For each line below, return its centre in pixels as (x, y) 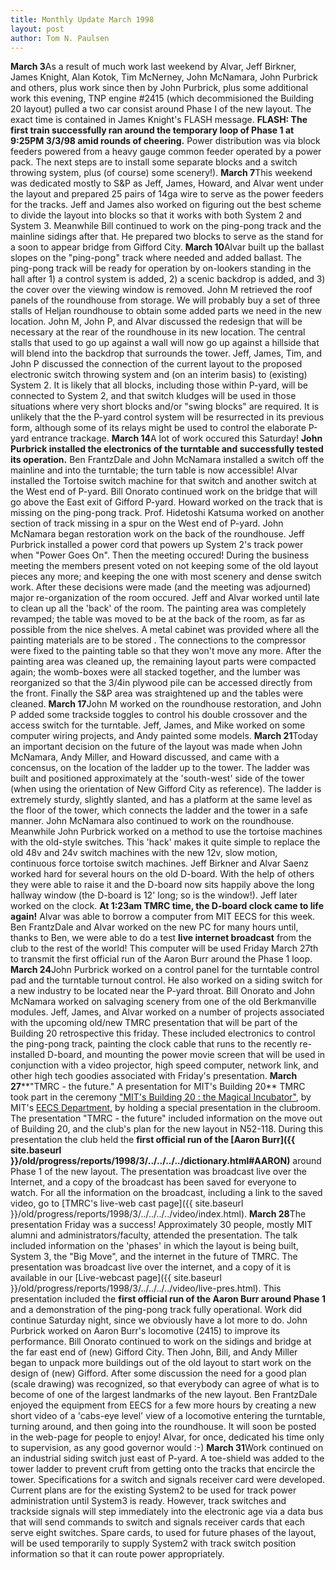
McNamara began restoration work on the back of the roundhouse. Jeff (157, 534)
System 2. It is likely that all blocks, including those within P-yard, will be (159, 385)
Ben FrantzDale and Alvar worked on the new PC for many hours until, (154, 927)
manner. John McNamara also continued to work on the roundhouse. (152, 821)
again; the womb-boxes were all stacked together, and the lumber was (155, 672)
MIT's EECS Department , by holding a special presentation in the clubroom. (166, 1108)
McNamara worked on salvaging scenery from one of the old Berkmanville (163, 1002)
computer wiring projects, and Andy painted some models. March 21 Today (164, 736)
